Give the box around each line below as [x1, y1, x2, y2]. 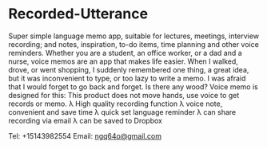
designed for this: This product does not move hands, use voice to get [8, 90, 240, 100]
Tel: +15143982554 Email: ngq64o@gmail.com [8, 131, 162, 140]
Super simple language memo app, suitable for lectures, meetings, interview [8, 31, 260, 41]
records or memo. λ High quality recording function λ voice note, [8, 99, 223, 108]
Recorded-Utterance [8, 5, 149, 23]
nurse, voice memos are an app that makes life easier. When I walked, [8, 57, 238, 66]
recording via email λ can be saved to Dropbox [8, 116, 162, 125]
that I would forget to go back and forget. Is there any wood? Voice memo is [8, 81, 258, 92]
